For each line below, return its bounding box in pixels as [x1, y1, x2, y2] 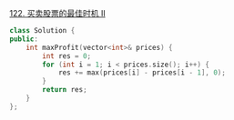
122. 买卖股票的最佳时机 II [9, 8, 107, 18]
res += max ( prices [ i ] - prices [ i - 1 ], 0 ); [57, 68, 226, 77]
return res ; [42, 85, 88, 95]
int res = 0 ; [42, 51, 92, 61]
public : [9, 35, 39, 44]
